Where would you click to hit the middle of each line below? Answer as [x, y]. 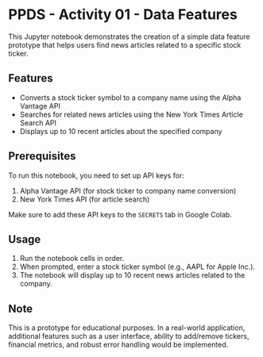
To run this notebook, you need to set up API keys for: [97, 175]
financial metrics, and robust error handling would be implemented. [118, 345]
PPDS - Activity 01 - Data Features [123, 15]
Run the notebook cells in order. [72, 259]
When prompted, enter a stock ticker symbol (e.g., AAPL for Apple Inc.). [137, 267]
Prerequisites [42, 156]
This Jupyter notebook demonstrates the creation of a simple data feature [129, 36]
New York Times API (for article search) [85, 199]
